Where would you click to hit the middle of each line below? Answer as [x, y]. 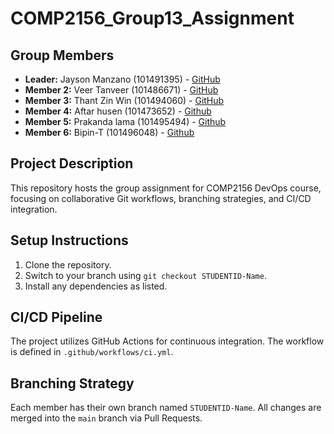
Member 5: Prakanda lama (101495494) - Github [125, 121]
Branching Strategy [72, 383]
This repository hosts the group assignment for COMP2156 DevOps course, [166, 188]
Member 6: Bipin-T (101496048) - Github [109, 132]
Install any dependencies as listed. [96, 286]
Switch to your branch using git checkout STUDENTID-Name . [145, 275]
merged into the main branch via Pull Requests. [106, 418]
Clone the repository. [68, 264]
